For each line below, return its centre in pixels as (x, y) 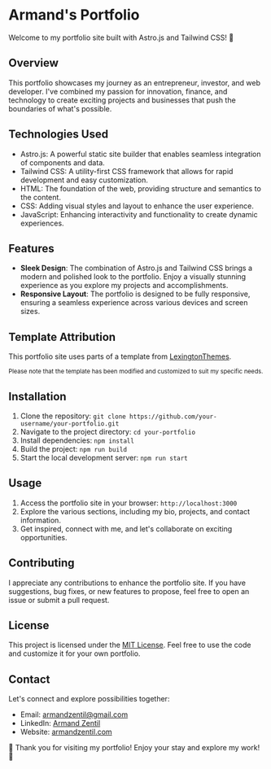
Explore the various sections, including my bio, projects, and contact (135, 511)
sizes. (30, 312)
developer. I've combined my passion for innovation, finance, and (118, 91)
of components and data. (63, 162)
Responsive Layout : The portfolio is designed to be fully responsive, (135, 294)
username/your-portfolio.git (70, 424)
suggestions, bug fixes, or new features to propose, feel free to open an (129, 591)
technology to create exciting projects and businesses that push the (122, 100)
